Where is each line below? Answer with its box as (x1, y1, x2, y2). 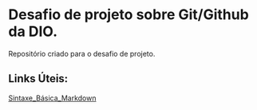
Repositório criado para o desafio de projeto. (8, 49, 156, 58)
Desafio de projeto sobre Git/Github (8, 6, 249, 24)
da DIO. (8, 22, 58, 41)
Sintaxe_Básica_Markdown (8, 93, 97, 103)
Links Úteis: (8, 72, 69, 85)
